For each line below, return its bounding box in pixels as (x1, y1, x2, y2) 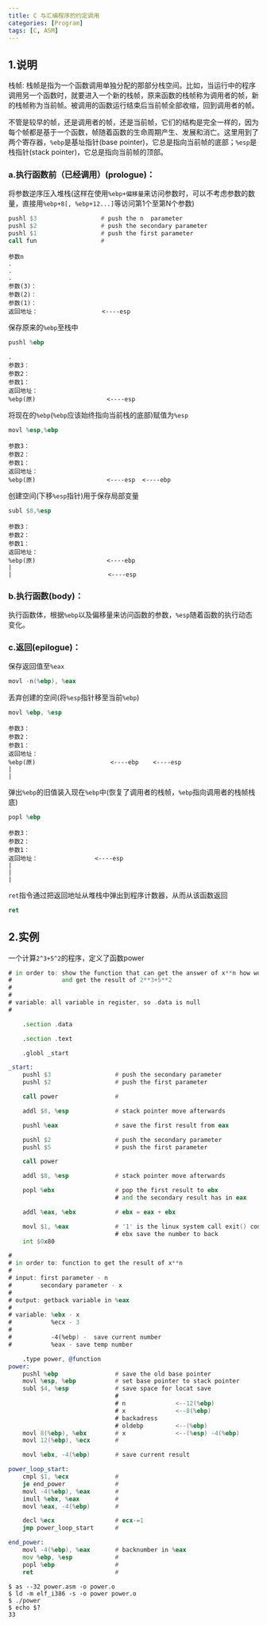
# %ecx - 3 (8, 1318, 80, 1327)
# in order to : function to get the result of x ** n (8, 1259, 183, 1267)
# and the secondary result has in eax (114, 1194, 247, 1202)
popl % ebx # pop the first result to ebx (22, 1187, 219, 1195)
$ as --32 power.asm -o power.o (8, 1583, 115, 1591)
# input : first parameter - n (8, 1274, 109, 1282)
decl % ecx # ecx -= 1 (22, 1517, 145, 1525)
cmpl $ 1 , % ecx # (22, 1473, 119, 1481)
